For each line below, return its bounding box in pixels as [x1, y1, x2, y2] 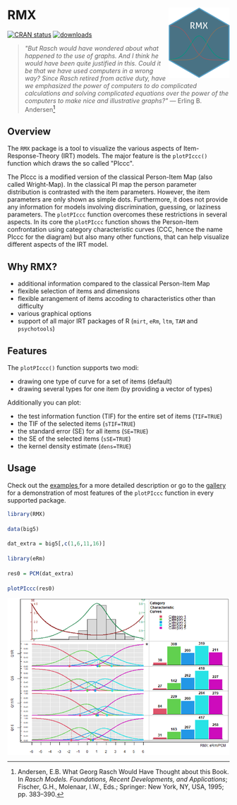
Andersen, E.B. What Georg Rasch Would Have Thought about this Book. [17, 768, 229, 776]
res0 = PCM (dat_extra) [7, 570, 74, 577]
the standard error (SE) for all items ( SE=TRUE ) [17, 427, 149, 436]
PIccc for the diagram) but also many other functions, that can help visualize [7, 233, 229, 241]
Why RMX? [7, 261, 58, 273]
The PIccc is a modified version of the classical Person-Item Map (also [7, 173, 213, 181]
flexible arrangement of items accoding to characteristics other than [17, 295, 216, 303]
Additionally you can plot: [7, 398, 81, 407]
